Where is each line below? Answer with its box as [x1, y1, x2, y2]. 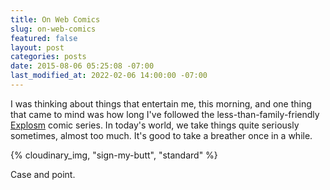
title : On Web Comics [10, 14, 101, 25]
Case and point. [10, 168, 76, 180]
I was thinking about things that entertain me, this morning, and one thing [10, 97, 312, 110]
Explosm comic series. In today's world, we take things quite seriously [10, 119, 300, 131]
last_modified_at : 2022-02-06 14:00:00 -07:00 [10, 71, 208, 81]
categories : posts [10, 52, 87, 62]
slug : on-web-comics [10, 24, 97, 34]
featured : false [10, 33, 78, 43]
